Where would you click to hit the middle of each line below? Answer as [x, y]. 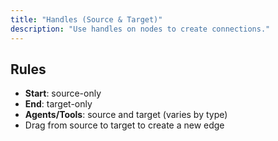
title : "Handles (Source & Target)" [86, 19]
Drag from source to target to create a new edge [124, 125]
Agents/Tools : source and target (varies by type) [126, 115]
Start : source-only [63, 93]
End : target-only [58, 104]
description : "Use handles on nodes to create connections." [140, 29]
